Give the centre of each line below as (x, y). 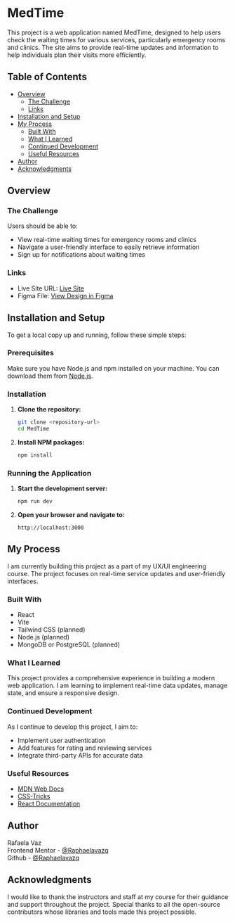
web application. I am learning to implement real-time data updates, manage (117, 686)
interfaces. (23, 581)
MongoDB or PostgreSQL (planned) (69, 644)
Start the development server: (62, 489)
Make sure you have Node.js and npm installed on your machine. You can (113, 368)
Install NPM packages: (51, 442)
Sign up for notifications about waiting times (81, 255)
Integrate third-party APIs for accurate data (80, 755)
